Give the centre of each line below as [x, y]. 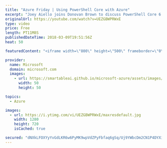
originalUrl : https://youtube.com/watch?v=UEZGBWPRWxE [63, 19]
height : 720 [26, 124]
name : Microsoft [26, 65]
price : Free [17, 28]
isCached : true [30, 129]
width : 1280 [26, 120]
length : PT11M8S [22, 33]
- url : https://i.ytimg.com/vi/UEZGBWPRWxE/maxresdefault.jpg [75, 115]
